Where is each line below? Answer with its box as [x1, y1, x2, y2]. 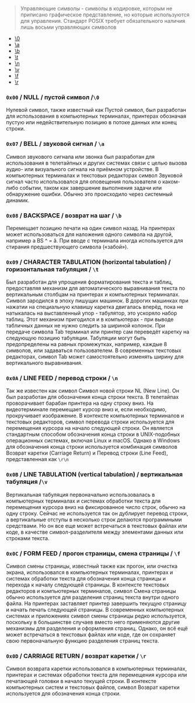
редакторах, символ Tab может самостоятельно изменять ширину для [6, 353, 184, 360]
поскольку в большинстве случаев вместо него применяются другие [6, 619, 180, 626]
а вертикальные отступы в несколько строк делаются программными [6, 516, 182, 523]
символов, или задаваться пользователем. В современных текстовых [6, 347, 182, 354]
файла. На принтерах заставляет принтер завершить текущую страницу [6, 600, 187, 607]
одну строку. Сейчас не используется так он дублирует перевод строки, [6, 510, 189, 517]
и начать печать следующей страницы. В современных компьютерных [6, 606, 184, 613]
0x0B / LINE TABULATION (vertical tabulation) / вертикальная [6, 470, 183, 479]
